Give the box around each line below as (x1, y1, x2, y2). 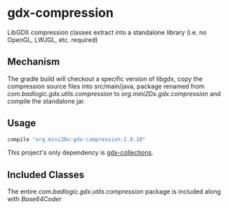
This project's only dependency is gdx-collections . (7, 149, 154, 157)
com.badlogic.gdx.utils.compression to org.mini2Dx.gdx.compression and (7, 89, 221, 97)
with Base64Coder (7, 195, 62, 203)
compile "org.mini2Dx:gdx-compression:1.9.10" (7, 135, 146, 143)
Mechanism (7, 56, 60, 68)
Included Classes (7, 168, 85, 180)
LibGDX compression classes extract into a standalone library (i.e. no (7, 28, 207, 36)
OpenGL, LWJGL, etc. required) (7, 35, 98, 43)
